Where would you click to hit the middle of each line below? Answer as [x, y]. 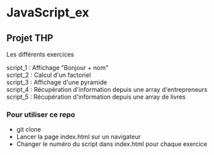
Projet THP [30, 38]
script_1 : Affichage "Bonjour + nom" [58, 68]
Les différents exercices [40, 54]
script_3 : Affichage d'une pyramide [57, 82]
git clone [29, 130]
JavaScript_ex [48, 13]
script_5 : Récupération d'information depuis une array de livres [96, 97]
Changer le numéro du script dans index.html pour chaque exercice [111, 144]
